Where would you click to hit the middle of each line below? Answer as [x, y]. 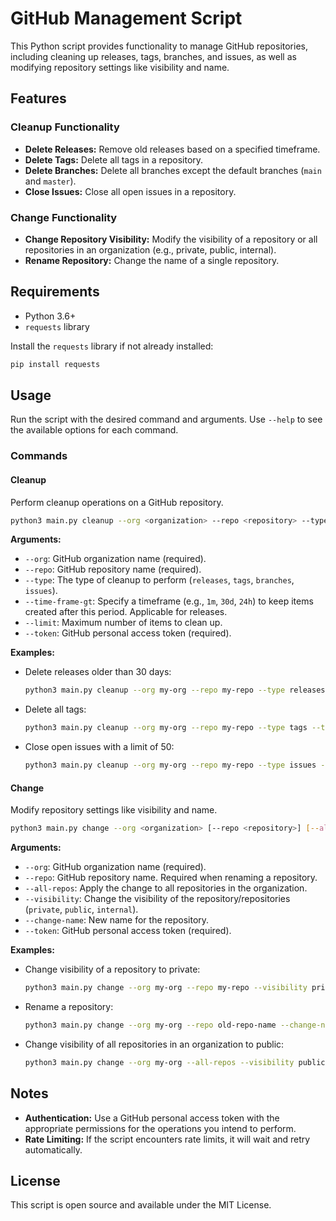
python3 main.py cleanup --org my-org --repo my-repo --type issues [170, 765]
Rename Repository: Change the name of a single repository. [152, 260]
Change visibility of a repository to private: [112, 969]
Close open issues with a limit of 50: [99, 747]
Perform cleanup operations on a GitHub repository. [117, 502]
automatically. [53, 1149]
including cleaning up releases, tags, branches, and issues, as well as [153, 56]
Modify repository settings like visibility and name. [114, 810]
